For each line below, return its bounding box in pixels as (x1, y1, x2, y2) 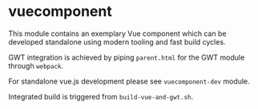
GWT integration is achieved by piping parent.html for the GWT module (8, 53, 245, 62)
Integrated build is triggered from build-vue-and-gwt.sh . (8, 91, 194, 101)
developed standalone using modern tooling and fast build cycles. (8, 37, 226, 46)
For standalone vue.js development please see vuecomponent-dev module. (8, 76, 250, 86)
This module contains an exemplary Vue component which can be (8, 29, 227, 38)
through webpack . (8, 60, 64, 70)
